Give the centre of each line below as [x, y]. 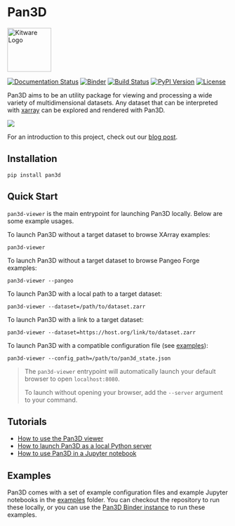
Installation [32, 159]
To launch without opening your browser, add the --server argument [123, 392]
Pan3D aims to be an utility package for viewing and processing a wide [110, 95]
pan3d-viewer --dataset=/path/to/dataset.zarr [76, 306]
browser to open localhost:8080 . [72, 379]
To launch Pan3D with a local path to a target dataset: [85, 294]
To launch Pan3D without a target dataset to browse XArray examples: [109, 234]
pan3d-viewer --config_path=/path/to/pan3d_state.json [89, 358]
